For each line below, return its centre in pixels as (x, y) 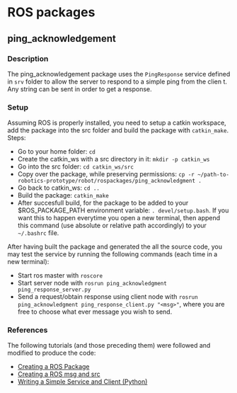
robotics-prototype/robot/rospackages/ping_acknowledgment (106, 181)
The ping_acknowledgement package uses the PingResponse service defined (119, 74)
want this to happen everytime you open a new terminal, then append (119, 218)
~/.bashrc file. (38, 233)
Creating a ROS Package (53, 367)
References (28, 330)
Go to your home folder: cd (56, 152)
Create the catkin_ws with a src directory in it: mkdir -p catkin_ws (114, 159)
